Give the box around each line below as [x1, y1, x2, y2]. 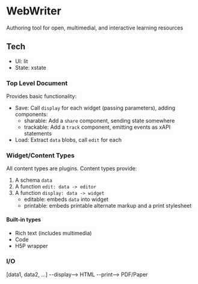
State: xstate [14, 64, 47, 71]
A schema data [14, 176, 52, 184]
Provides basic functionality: [6, 93, 77, 100]
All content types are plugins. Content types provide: [6, 165, 137, 172]
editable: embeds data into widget [23, 196, 109, 203]
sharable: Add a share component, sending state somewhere [23, 117, 175, 125]
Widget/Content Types [6, 151, 75, 159]
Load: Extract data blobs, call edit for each [14, 137, 122, 144]
